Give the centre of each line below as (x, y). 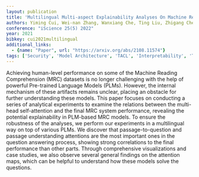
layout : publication (32, 12)
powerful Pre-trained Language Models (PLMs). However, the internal (91, 85)
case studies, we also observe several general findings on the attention (93, 154)
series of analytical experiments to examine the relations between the (91, 104)
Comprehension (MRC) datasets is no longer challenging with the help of (95, 79)
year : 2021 (20, 34)
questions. (19, 167)
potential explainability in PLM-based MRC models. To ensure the (86, 117)
